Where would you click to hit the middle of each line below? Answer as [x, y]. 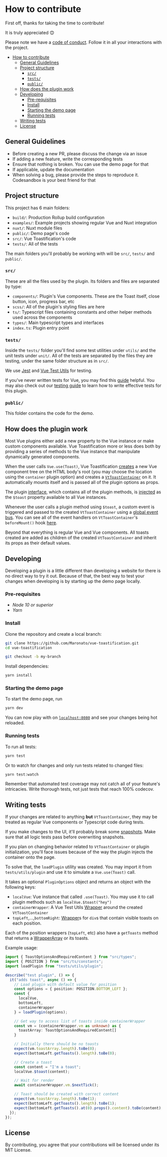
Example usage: [22, 948]
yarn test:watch [22, 774]
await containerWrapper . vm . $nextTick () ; [56, 1085]
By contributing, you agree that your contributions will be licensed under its [82, 1145]
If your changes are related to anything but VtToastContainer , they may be [81, 817]
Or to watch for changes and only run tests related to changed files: [75, 765]
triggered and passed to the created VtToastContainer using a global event [82, 512]
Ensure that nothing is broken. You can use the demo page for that [80, 164]
